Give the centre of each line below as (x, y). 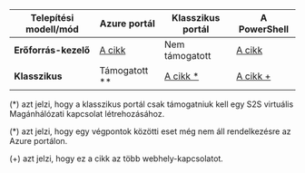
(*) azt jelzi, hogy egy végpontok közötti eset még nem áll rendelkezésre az (151, 131)
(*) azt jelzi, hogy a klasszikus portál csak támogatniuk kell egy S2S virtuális (152, 104)
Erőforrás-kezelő (52, 50)
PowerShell (263, 29)
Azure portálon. (39, 141)
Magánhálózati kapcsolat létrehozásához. (87, 114)
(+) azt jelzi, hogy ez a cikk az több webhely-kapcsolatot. (117, 159)
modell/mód (52, 29)
